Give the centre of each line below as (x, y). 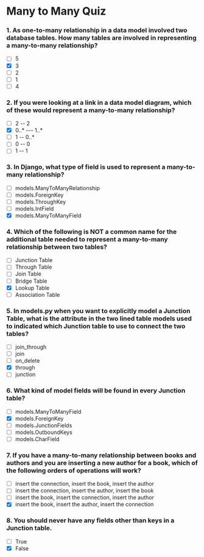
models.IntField (34, 208)
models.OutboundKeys (44, 432)
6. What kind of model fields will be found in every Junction (96, 391)
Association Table (37, 294)
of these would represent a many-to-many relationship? (91, 110)
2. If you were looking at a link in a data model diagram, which (99, 102)
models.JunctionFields (44, 425)
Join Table (28, 274)
